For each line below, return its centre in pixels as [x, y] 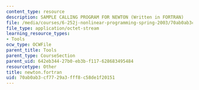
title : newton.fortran [34, 72]
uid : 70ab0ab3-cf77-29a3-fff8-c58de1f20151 [61, 78]
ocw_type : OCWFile [29, 45]
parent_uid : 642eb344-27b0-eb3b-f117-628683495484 [70, 61]
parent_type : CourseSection [41, 56]
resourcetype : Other [32, 67]
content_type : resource [36, 12]
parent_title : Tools [32, 50]
